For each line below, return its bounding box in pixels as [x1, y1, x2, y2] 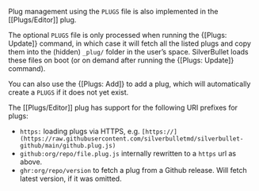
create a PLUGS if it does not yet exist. [8, 88, 129, 97]
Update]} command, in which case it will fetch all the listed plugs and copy [8, 39, 252, 48]
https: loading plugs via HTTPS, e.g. [19, 126, 140, 136]
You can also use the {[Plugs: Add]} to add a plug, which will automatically [8, 79, 251, 88]
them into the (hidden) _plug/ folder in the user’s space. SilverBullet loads [8, 47, 249, 56]
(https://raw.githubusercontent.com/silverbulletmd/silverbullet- [19, 135, 244, 143]
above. [19, 157, 43, 167]
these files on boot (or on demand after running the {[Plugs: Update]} [8, 55, 234, 65]
